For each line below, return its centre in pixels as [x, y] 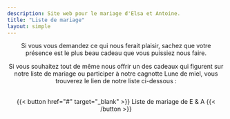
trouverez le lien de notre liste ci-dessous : [116, 81]
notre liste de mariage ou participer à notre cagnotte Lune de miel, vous [116, 74]
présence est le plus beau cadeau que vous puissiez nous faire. [116, 53]
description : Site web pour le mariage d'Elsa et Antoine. [94, 13]
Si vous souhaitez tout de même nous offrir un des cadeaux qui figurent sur [116, 67]
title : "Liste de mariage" [46, 20]
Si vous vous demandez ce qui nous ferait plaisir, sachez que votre [116, 46]
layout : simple [29, 26]
